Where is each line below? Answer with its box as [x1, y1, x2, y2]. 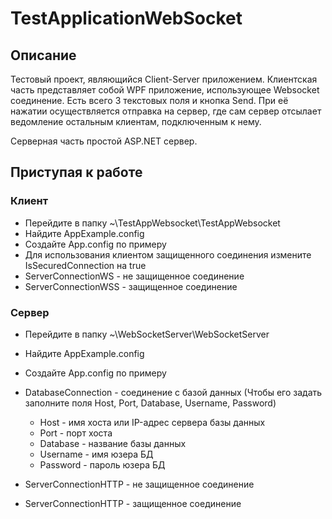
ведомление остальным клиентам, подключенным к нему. [10, 116, 262, 127]
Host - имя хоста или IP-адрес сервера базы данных [39, 416, 266, 428]
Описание [10, 47, 77, 64]
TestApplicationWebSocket [10, 7, 243, 30]
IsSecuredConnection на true [24, 259, 147, 271]
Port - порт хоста [39, 427, 113, 439]
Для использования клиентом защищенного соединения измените [24, 248, 312, 261]
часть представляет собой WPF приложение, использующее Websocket [10, 84, 320, 96]
